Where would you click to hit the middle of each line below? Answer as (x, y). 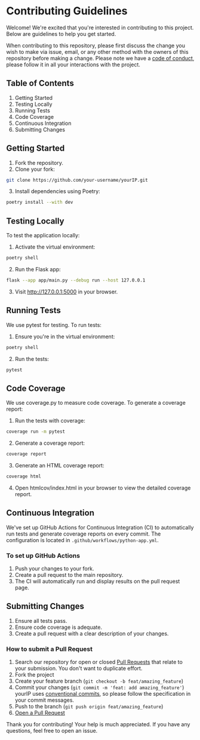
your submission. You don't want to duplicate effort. (79, 668)
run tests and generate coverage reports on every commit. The (84, 534)
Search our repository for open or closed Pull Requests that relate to (99, 662)
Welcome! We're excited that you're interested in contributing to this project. (100, 27)
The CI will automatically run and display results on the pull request (97, 581)
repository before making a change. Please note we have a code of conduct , (100, 58)
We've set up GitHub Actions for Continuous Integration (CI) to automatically (100, 527)
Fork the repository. (39, 163)
